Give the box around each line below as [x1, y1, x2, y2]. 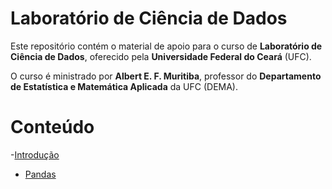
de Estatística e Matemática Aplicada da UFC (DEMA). [10, 80, 239, 92]
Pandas [24, 168, 57, 180]
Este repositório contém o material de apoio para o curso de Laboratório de [10, 40, 323, 52]
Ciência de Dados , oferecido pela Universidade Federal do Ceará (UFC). [10, 50, 312, 62]
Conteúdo [10, 116, 95, 139]
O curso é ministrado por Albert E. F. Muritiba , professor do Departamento [10, 70, 322, 82]
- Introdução [10, 148, 60, 161]
